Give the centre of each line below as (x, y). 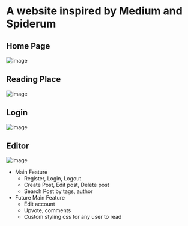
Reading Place (34, 79)
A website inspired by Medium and (95, 11)
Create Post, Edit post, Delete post (66, 185)
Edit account (39, 204)
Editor (18, 146)
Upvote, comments (47, 210)
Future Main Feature (40, 198)
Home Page (28, 46)
